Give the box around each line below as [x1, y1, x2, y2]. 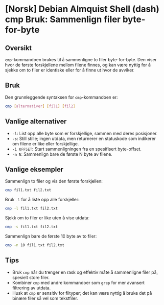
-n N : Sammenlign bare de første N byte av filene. [12, 151, 113, 157]
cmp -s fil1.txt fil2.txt [5, 224, 58, 230]
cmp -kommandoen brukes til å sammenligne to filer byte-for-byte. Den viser [5, 57, 157, 62]
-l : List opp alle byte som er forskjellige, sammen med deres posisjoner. [12, 130, 158, 136]
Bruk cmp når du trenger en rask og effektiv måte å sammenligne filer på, [12, 269, 158, 275]
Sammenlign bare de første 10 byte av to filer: [5, 233, 97, 239]
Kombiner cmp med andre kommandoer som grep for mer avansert [12, 280, 145, 285]
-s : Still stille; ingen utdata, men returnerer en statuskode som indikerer [12, 136, 156, 141]
